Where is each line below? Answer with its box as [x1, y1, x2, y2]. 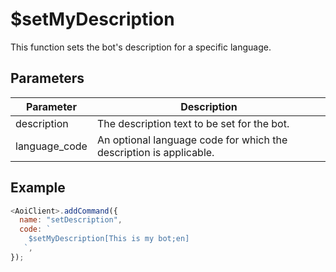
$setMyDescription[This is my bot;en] [28, 234, 190, 244]
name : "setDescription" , [19, 215, 123, 225]
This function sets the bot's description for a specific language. [10, 41, 272, 53]
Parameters [10, 70, 85, 87]
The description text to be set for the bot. [96, 116, 290, 130]
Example [10, 179, 66, 197]
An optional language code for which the [96, 133, 288, 147]
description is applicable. [96, 145, 215, 159]
